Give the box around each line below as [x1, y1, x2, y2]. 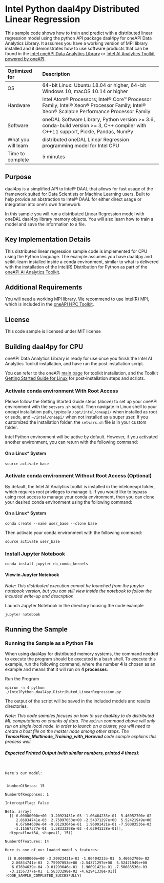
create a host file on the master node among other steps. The [5, 728, 129, 734]
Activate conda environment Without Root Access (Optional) [5, 472, 152, 479]
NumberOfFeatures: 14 [5, 839, 49, 844]
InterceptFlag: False [5, 801, 49, 806]
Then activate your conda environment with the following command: [5, 530, 143, 535]
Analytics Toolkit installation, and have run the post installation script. [5, 361, 144, 367]
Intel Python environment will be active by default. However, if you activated [5, 434, 158, 440]
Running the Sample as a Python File [5, 639, 94, 646]
